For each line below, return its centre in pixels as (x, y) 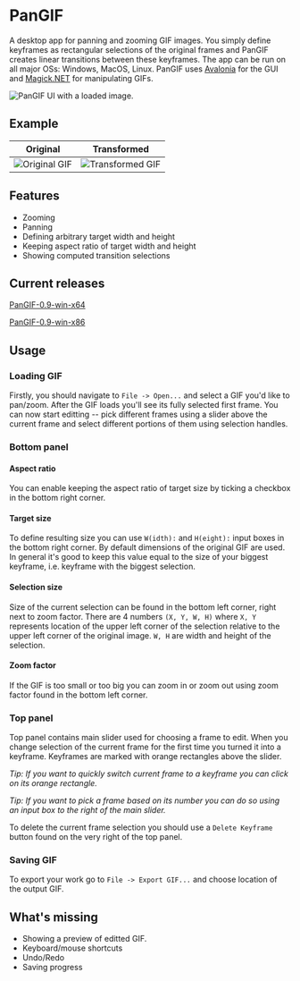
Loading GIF (36, 376)
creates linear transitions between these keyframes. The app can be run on (148, 59)
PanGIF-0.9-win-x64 (48, 305)
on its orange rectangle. (54, 783)
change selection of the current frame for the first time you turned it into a (145, 747)
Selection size (36, 587)
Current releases (57, 283)
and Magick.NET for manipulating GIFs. (81, 78)
